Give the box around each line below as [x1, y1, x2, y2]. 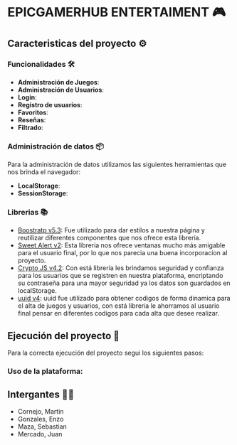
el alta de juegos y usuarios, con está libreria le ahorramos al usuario [17, 301, 220, 310]
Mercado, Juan [17, 430, 63, 439]
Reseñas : [17, 115, 46, 124]
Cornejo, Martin [17, 407, 64, 416]
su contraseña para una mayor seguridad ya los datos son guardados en [17, 279, 231, 287]
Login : [17, 92, 37, 102]
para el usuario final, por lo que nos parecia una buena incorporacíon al [17, 249, 228, 257]
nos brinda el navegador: [7, 168, 80, 176]
